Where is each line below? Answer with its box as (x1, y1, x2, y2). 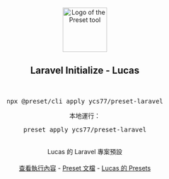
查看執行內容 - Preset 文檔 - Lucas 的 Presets (18, 163, 151, 172)
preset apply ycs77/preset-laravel (23, 125, 147, 134)
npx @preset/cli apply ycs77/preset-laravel (6, 97, 163, 105)
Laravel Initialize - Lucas (30, 65, 140, 77)
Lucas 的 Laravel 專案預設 (47, 147, 123, 156)
